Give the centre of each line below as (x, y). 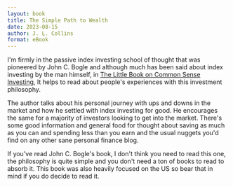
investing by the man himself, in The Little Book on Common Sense (104, 75)
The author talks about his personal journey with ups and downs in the (109, 103)
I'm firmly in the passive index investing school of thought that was (104, 60)
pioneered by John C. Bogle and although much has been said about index (115, 67)
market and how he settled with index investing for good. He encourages (113, 111)
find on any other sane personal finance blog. (73, 140)
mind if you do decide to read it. (53, 176)
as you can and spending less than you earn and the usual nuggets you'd (113, 133)
